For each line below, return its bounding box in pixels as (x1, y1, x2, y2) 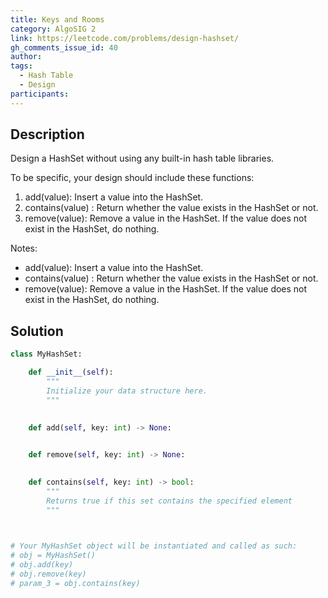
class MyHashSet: (10, 349, 83, 360)
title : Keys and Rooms (10, 14, 105, 25)
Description (10, 126, 85, 143)
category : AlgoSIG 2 (10, 24, 97, 34)
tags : (10, 61, 33, 71)
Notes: (10, 242, 38, 255)
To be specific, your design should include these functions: (10, 172, 255, 184)
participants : (10, 89, 70, 99)
